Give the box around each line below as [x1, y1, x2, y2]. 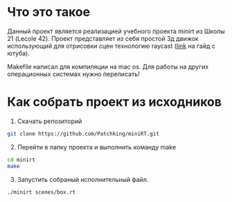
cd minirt [7, 156, 36, 163]
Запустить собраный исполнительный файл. [17, 175, 149, 183]
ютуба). [7, 49, 30, 57]
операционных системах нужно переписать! [7, 70, 140, 78]
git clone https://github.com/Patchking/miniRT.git [7, 130, 159, 137]
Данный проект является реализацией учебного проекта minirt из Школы [7, 27, 225, 35]
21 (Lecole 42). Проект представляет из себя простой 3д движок [7, 34, 199, 42]
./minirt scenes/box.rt [7, 188, 76, 196]
